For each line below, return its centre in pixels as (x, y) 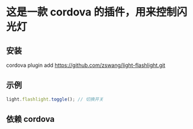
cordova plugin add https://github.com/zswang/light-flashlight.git (86, 65)
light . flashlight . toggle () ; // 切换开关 (55, 99)
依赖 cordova (30, 119)
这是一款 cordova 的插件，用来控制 (91, 12)
